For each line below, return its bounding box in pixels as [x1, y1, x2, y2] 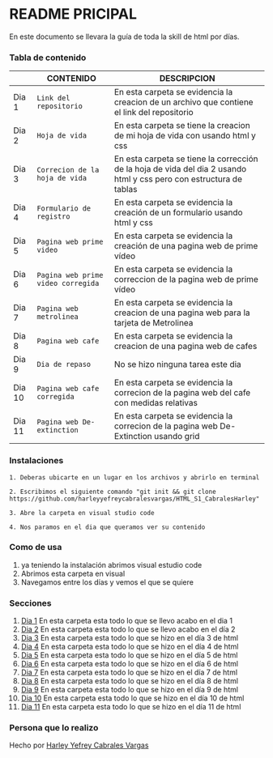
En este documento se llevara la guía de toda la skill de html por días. [9, 32, 240, 41]
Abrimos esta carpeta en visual [20, 568, 126, 578]
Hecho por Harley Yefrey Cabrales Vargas [9, 740, 149, 750]
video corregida [36, 279, 100, 288]
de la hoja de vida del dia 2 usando [113, 164, 247, 175]
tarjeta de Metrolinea [113, 317, 194, 329]
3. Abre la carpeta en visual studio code [9, 509, 155, 517]
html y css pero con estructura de [113, 173, 242, 185]
